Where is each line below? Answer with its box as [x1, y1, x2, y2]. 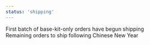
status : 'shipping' [5, 8, 55, 15]
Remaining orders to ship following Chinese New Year [5, 31, 139, 39]
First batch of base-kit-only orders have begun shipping [5, 25, 145, 32]
